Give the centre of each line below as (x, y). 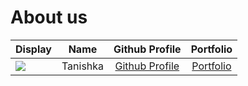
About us (49, 17)
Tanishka (83, 66)
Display (33, 49)
